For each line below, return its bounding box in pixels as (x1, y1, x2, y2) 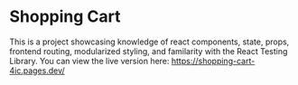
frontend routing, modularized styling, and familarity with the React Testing (9, 45, 288, 56)
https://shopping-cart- (171, 55, 256, 66)
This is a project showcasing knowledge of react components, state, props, (9, 36, 290, 47)
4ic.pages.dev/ (9, 65, 65, 76)
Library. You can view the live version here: (9, 55, 170, 66)
